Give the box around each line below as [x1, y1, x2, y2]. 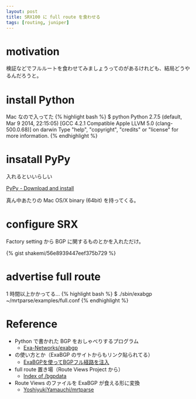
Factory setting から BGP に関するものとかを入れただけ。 [6, 238, 145, 245]
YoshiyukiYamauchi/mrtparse [23, 386, 94, 393]
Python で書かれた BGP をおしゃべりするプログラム [14, 338, 139, 344]
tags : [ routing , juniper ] [6, 19, 69, 25]
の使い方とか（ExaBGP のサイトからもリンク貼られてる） [14, 351, 153, 358]
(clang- [155, 120, 173, 127]
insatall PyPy [6, 153, 71, 166]
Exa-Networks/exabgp [23, 344, 78, 351]
